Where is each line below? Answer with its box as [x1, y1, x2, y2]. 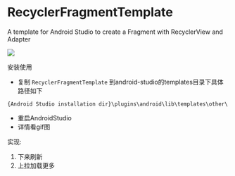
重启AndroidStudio [17, 113, 72, 122]
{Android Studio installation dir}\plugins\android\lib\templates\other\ [7, 100, 229, 108]
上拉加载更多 [17, 161, 55, 170]
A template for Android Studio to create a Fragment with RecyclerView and [7, 27, 224, 36]
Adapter [7, 34, 31, 43]
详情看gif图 [17, 122, 51, 131]
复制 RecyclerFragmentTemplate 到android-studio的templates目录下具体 [17, 77, 224, 86]
